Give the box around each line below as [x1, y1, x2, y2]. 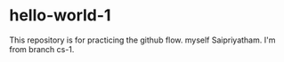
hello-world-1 [9, 5, 111, 26]
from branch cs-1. [9, 43, 75, 54]
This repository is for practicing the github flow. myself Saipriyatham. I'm [9, 35, 276, 45]
